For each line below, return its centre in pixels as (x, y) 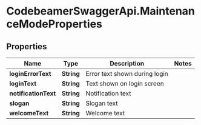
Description (127, 63)
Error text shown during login (127, 74)
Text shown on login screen (125, 83)
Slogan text (102, 103)
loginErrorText (30, 74)
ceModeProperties (54, 24)
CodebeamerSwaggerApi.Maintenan (101, 11)
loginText (23, 83)
